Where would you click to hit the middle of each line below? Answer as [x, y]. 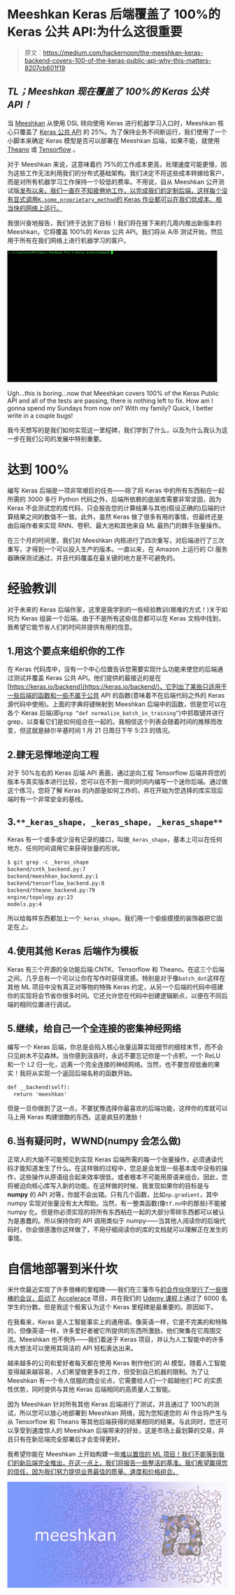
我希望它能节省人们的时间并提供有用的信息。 [72, 627]
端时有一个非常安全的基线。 [47, 799]
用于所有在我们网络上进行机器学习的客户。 [69, 240]
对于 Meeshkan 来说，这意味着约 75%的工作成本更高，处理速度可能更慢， [114, 164]
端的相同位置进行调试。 [41, 1004]
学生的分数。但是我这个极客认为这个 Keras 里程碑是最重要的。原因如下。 [112, 1307]
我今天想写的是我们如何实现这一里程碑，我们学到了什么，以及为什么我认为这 [117, 430]
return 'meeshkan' [41, 1094]
